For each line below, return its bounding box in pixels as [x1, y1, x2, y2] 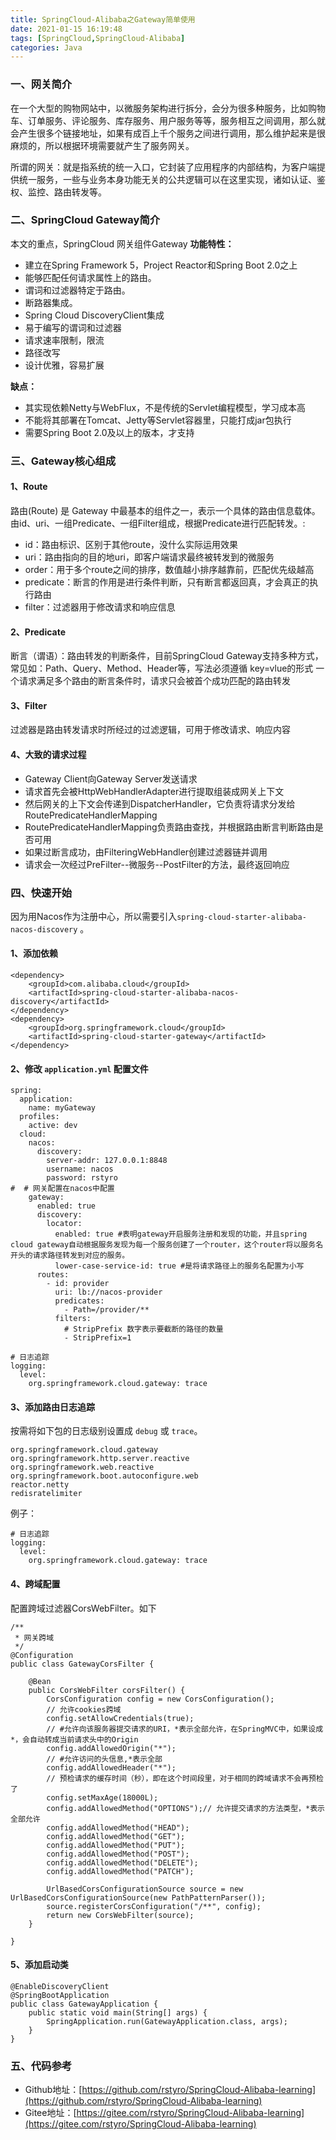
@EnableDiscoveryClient [10, 1981, 110, 1991]
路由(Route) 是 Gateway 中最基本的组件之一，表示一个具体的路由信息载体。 [10, 504, 321, 516]
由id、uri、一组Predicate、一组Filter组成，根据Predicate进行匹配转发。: [10, 517, 306, 529]
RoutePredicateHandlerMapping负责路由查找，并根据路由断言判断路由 [24, 821, 315, 833]
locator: [46, 1219, 83, 1229]
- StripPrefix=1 [63, 1333, 132, 1343]
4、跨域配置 [10, 1578, 61, 1590]
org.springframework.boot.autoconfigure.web [10, 1471, 199, 1481]
